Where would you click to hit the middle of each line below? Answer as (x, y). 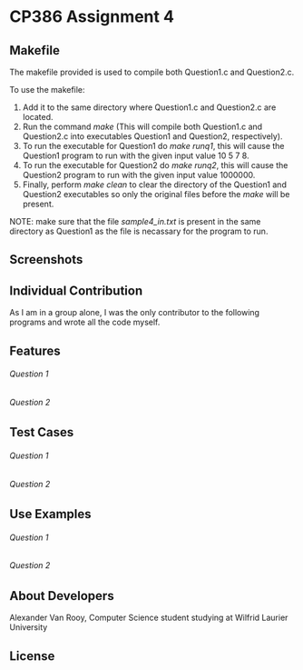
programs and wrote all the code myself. (85, 322)
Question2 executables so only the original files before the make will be (156, 194)
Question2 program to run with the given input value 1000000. (139, 175)
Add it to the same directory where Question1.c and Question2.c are (149, 107)
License (32, 656)
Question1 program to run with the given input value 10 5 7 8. (136, 155)
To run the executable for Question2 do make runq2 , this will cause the (155, 165)
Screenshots (46, 260)
